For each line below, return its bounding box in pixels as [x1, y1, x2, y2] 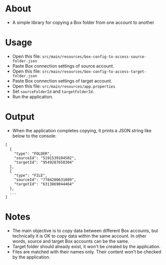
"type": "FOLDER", [14, 151, 52, 156]
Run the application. [12, 93, 54, 99]
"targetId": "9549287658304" [14, 160, 74, 165]
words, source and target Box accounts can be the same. [12, 238, 129, 244]
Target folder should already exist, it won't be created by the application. [12, 243, 161, 249]
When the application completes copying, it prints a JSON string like [12, 127, 152, 133]
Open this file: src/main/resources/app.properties [12, 83, 115, 89]
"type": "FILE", [14, 173, 48, 178]
